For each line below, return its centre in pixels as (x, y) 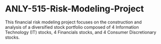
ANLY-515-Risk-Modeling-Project (74, 9)
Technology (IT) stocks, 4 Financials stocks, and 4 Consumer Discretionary (81, 32)
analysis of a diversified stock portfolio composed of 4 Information (72, 27)
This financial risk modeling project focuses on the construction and (73, 22)
